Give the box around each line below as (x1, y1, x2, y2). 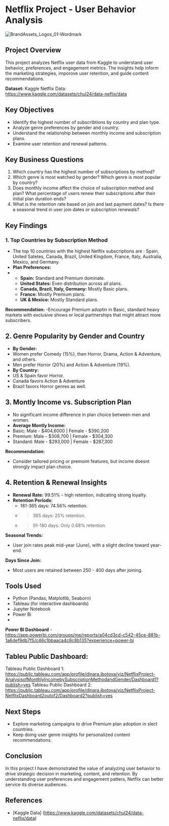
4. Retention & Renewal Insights (5, 479, 107, 487)
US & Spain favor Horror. (12, 372, 64, 378)
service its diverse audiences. (5, 781, 68, 787)
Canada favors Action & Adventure (12, 377, 85, 384)
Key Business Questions (5, 155, 84, 164)
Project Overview (5, 46, 61, 54)
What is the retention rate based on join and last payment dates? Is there (12, 201, 164, 207)
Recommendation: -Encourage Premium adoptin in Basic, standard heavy (5, 306, 160, 313)
